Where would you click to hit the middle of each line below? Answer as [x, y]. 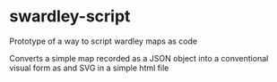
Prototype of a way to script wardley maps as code [104, 41]
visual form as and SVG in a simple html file [89, 68]
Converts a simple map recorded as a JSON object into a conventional [139, 58]
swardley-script [70, 16]
